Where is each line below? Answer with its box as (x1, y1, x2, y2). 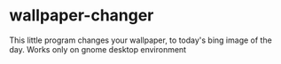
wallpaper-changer (9, 5, 154, 26)
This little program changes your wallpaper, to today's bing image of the (9, 35, 272, 45)
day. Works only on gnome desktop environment (9, 44, 187, 54)
